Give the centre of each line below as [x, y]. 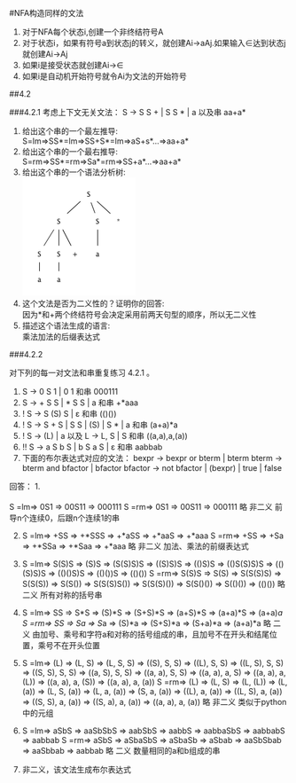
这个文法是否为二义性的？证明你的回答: [93, 303]
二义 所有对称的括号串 [62, 595]
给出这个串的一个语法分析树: [74, 172]
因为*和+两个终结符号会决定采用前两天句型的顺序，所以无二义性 [139, 314]
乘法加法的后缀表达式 [61, 337]
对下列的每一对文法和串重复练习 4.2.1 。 [82, 372]
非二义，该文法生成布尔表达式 [76, 769]
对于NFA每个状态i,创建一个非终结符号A [93, 32]
